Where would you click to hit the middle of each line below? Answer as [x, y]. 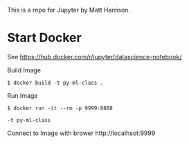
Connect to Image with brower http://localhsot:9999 [81, 133]
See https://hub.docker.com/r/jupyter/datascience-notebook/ [94, 56]
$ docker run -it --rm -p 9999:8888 [60, 108]
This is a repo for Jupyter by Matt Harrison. [69, 10]
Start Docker [44, 38]
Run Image [22, 95]
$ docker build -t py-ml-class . [55, 83]
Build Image [24, 70]
